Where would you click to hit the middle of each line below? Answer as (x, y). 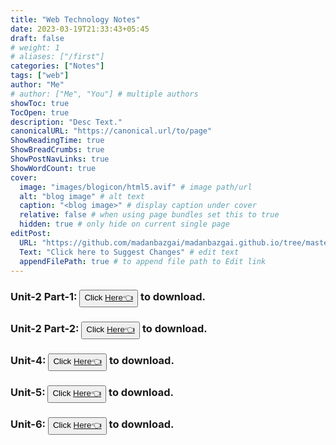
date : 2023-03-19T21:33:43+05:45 (80, 29)
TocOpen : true (40, 112)
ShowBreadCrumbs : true (57, 150)
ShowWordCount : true (53, 168)
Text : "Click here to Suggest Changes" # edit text (129, 252)
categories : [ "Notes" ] (57, 66)
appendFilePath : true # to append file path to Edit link (143, 261)
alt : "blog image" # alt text (82, 196)
